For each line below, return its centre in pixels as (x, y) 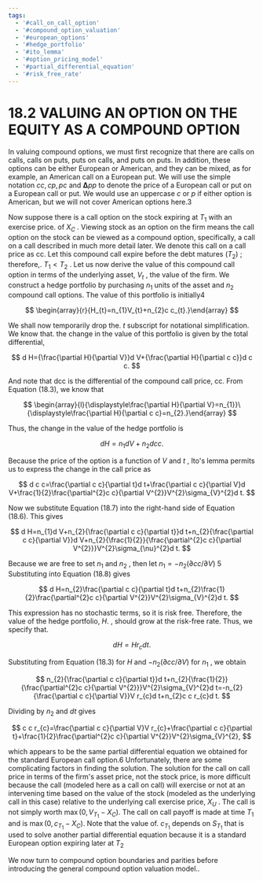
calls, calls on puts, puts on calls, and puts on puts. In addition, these (119, 160)
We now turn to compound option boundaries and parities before (113, 861)
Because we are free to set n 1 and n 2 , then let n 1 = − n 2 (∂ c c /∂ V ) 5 (115, 565)
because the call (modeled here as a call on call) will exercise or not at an (127, 785)
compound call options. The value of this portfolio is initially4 (107, 295)
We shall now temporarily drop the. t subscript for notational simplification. (129, 326)
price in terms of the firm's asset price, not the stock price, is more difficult (130, 777)
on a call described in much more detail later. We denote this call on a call (127, 246)
